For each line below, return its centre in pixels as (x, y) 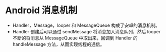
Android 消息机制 (41, 10)
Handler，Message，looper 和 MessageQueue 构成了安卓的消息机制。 (86, 25)
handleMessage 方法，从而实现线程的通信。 (59, 44)
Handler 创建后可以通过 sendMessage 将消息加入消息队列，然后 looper (87, 31)
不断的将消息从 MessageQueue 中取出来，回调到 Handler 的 (75, 38)
